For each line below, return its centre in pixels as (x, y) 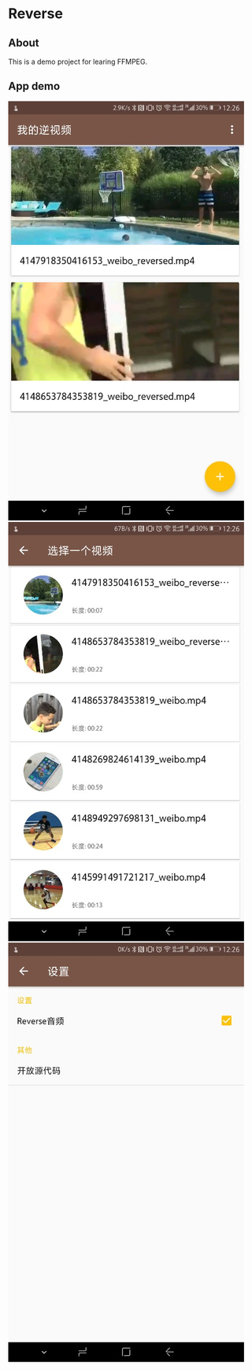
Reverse (35, 14)
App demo (34, 86)
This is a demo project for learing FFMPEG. (78, 61)
